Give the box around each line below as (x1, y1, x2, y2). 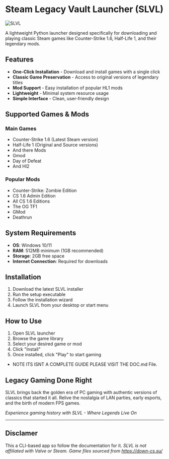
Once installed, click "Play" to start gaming (12, 352, 102, 358)
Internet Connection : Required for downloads (12, 258, 108, 264)
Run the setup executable (12, 291, 66, 298)
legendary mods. (5, 40, 40, 46)
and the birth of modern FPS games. (5, 400, 80, 406)
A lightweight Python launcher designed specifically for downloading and (5, 30, 157, 36)
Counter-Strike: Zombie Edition (12, 187, 77, 193)
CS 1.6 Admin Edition (12, 192, 56, 199)
